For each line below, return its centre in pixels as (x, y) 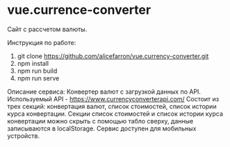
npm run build (37, 71)
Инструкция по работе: (42, 42)
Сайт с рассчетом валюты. (47, 29)
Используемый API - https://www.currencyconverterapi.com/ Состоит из (113, 98)
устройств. (24, 136)
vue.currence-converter (79, 10)
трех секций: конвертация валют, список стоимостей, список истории (112, 106)
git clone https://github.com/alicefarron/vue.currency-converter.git (113, 56)
